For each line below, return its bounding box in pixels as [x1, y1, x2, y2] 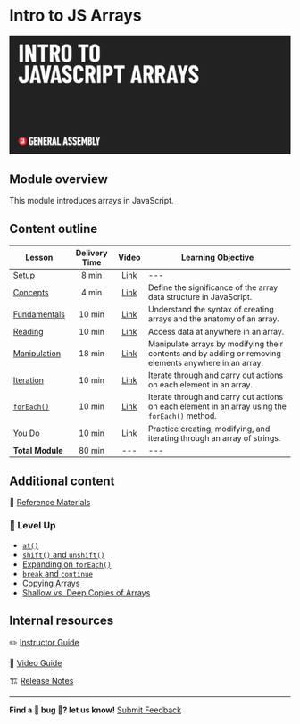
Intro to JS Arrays [9, 5, 143, 26]
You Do [12, 428, 40, 438]
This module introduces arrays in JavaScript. [9, 196, 174, 206]
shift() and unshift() [21, 549, 105, 560]
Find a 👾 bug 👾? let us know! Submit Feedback [9, 704, 181, 715]
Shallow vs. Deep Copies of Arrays [21, 587, 151, 598]
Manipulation [12, 347, 61, 358]
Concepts [12, 287, 49, 297]
